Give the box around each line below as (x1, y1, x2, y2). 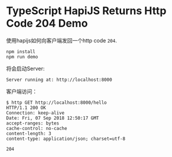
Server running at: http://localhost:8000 (6, 77, 112, 83)
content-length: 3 (6, 130, 51, 136)
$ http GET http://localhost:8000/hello (6, 99, 108, 106)
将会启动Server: (6, 65, 45, 72)
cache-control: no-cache (6, 125, 67, 131)
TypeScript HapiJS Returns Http (6, 4, 167, 18)
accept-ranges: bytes (6, 120, 60, 126)
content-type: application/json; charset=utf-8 (6, 136, 126, 142)
